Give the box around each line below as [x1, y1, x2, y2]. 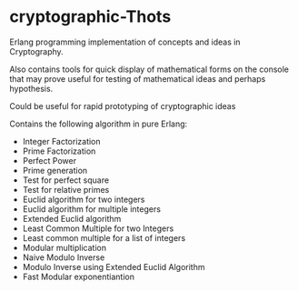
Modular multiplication [22, 242, 107, 253]
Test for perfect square [22, 175, 110, 186]
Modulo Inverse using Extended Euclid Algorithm [22, 261, 205, 272]
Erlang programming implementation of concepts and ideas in [9, 36, 241, 47]
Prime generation [22, 165, 88, 176]
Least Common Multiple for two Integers [22, 223, 174, 234]
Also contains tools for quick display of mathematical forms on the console [9, 64, 289, 75]
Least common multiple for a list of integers [22, 232, 186, 243]
